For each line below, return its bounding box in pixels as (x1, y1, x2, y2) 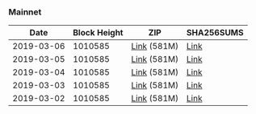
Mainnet (8, 6, 42, 18)
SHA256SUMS (186, 27, 244, 39)
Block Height (72, 27, 124, 39)
